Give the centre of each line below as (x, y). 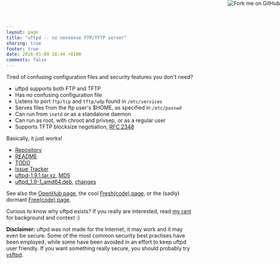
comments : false (26, 60)
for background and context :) (43, 218)
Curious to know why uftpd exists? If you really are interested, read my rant (99, 211)
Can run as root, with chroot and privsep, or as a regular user (90, 120)
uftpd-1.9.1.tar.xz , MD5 (42, 175)
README (26, 156)
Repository (28, 150)
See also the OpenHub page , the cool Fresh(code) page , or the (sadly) (93, 193)
